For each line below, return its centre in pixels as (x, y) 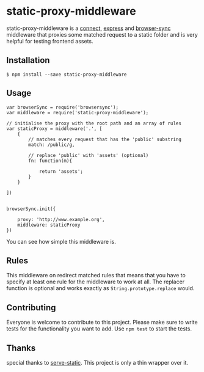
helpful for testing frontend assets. (50, 41)
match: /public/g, (52, 145)
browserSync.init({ (31, 209)
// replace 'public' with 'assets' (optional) (89, 155)
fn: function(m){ (50, 161)
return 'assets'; (61, 171)
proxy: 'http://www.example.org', (61, 219)
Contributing (31, 308)
